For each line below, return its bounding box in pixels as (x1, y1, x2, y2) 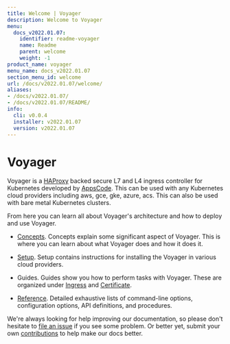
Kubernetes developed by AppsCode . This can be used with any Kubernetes (7, 184, 224, 193)
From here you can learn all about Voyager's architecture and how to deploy (7, 212, 222, 220)
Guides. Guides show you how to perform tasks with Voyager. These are (16, 273, 222, 282)
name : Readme (19, 42, 57, 49)
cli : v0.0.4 (13, 112, 48, 119)
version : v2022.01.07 (13, 125, 76, 132)
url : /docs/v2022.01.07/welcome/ (7, 80, 103, 87)
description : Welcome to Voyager (7, 16, 103, 23)
